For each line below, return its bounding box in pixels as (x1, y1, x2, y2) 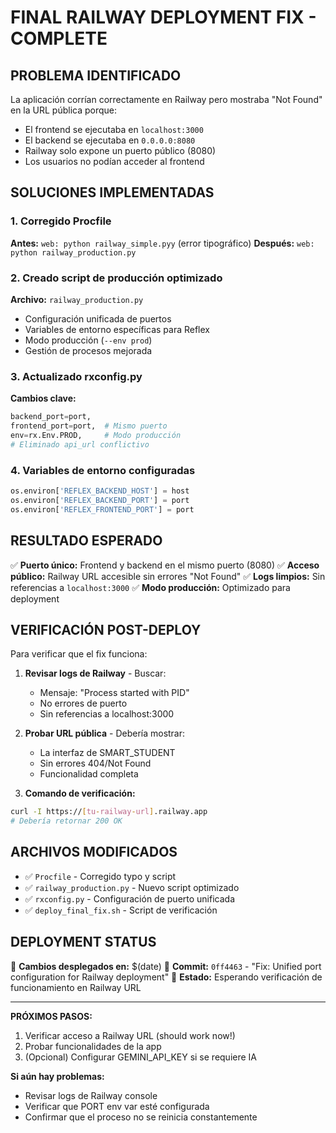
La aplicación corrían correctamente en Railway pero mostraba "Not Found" (10, 94, 323, 105)
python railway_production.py (10, 247, 137, 258)
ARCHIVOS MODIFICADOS (10, 844, 178, 861)
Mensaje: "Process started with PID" (39, 687, 190, 699)
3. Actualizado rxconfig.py (10, 369, 143, 383)
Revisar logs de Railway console (24, 1089, 158, 1101)
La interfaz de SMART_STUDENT (39, 747, 176, 759)
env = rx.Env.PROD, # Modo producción (10, 431, 182, 441)
